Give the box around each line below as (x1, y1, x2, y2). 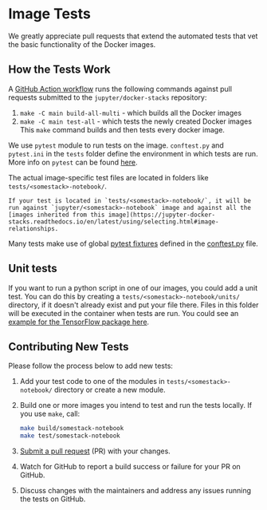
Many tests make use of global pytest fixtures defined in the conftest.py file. (8, 239, 259, 248)
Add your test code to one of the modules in (19, 377, 165, 386)
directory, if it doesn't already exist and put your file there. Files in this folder (8, 300, 259, 310)
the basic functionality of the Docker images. (8, 39, 156, 49)
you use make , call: (19, 409, 80, 419)
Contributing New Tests (8, 340, 129, 354)
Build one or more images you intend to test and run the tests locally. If (19, 401, 253, 410)
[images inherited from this (8, 211, 105, 219)
